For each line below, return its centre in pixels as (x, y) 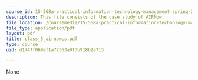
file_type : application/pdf (41, 28)
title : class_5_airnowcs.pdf (42, 39)
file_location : (25, 22)
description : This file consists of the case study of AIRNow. (85, 17)
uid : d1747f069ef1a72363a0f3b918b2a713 (55, 50)
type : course (22, 45)
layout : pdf (21, 34)
